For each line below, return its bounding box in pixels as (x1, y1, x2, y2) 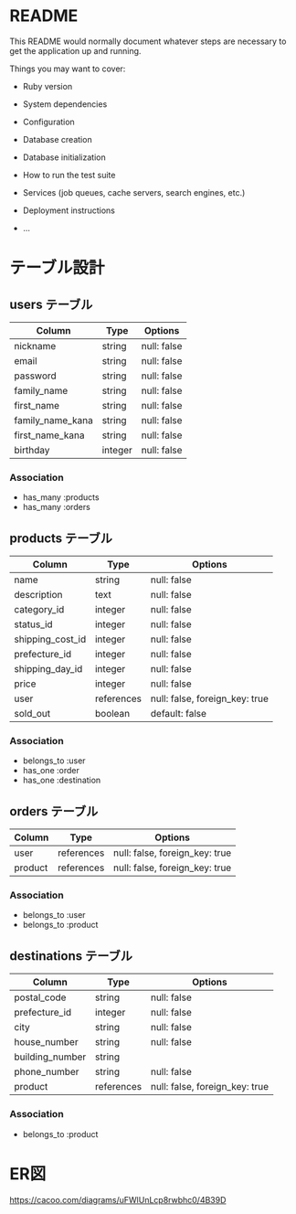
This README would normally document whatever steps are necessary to (9, 36, 287, 47)
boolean (94, 708, 131, 720)
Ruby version (22, 80, 73, 91)
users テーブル (9, 296, 93, 312)
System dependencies (22, 98, 108, 110)
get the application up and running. (9, 45, 142, 56)
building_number (14, 1050, 87, 1063)
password (14, 369, 57, 382)
